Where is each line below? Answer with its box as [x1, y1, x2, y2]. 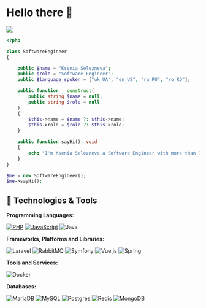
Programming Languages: [6, 212, 74, 219]
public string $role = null [28, 99, 100, 105]
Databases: [6, 283, 37, 290]
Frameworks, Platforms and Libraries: [6, 236, 105, 243]
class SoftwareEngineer [6, 48, 67, 55]
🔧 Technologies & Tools [6, 195, 97, 206]
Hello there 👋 [6, 6, 74, 20]
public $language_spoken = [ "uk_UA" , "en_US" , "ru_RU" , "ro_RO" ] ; [17, 77, 191, 83]
